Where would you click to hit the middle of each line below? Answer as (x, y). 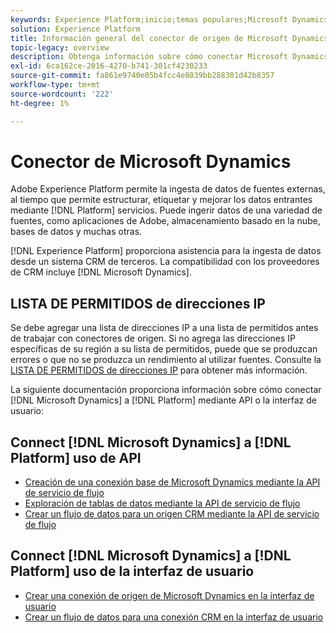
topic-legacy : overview (60, 47)
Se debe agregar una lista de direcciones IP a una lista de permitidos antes (164, 328)
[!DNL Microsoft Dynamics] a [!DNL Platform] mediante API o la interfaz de (163, 400)
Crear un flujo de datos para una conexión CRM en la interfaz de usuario (174, 617)
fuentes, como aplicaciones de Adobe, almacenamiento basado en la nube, (165, 221)
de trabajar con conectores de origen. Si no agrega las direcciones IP (153, 338)
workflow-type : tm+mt (55, 85)
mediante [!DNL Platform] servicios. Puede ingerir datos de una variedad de (166, 210)
